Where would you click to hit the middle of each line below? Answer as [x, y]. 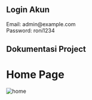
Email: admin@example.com [41, 24]
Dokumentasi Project [46, 49]
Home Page [35, 75]
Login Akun [28, 10]
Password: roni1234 [30, 30]
